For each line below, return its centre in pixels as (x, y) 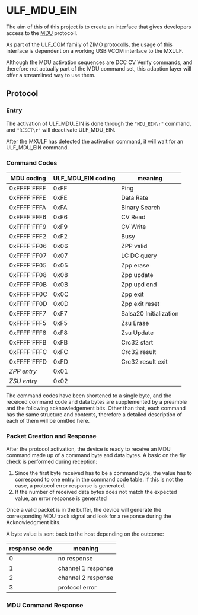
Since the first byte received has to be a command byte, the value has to (103, 473)
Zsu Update (138, 333)
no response (76, 559)
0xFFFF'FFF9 (28, 227)
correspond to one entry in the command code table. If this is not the (99, 479)
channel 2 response (86, 578)
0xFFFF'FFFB (28, 342)
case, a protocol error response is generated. (70, 486)
